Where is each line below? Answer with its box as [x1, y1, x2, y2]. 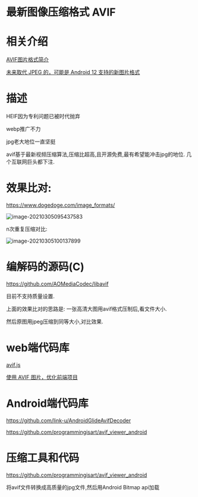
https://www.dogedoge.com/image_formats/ [6, 201, 115, 208]
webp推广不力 [6, 125, 41, 133]
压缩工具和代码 [6, 452, 80, 465]
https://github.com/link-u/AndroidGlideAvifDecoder [6, 416, 131, 424]
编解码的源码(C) [6, 260, 84, 274]
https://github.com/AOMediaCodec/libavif [6, 280, 109, 287]
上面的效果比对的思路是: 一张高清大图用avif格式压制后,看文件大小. [6, 305, 168, 312]
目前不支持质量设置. [6, 292, 55, 299]
